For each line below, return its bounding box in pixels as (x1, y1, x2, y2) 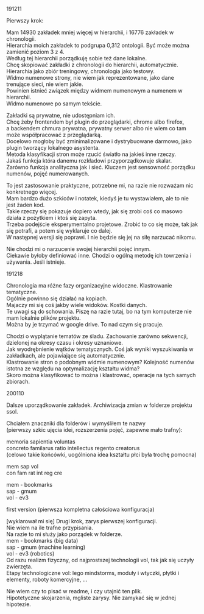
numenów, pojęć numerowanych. (6, 170, 90, 177)
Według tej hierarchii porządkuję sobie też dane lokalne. (6, 55, 147, 62)
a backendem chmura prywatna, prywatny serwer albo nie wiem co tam (6, 125, 187, 132)
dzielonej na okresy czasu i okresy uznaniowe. (6, 339, 124, 346)
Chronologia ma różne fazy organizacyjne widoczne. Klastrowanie (6, 282, 172, 289)
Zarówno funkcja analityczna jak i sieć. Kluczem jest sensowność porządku (6, 164, 195, 171)
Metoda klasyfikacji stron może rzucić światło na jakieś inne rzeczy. (6, 150, 177, 158)
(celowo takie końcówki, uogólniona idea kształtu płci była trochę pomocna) (6, 451, 197, 458)
